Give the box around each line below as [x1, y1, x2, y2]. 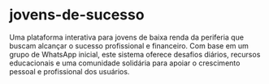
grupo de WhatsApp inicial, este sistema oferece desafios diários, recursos [9, 49, 261, 59]
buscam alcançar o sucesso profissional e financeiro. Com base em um [9, 40, 249, 50]
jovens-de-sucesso [9, 6, 145, 24]
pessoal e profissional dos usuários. [9, 66, 130, 76]
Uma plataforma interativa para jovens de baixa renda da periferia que [9, 32, 245, 42]
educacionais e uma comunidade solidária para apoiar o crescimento [9, 58, 241, 68]
